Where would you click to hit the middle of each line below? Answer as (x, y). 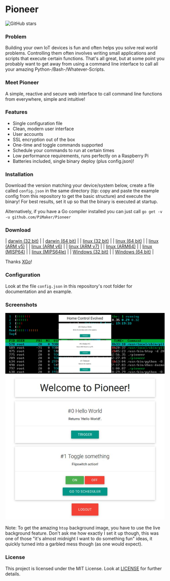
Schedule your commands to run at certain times (63, 150)
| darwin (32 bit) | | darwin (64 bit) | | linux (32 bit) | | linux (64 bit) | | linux (82, 241)
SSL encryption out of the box (44, 139)
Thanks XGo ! (19, 262)
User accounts (28, 134)
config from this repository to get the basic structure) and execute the (78, 196)
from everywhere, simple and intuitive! (45, 99)
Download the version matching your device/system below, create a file (80, 185)
